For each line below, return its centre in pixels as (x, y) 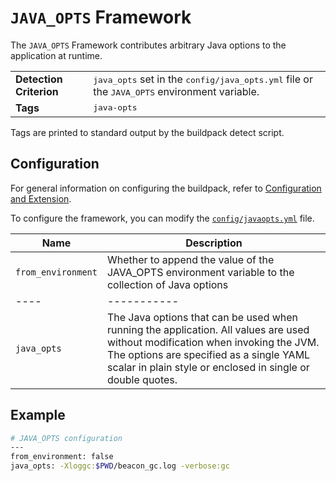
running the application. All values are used (208, 329)
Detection (39, 79)
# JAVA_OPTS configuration (66, 438)
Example (38, 415)
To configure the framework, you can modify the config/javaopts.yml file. (162, 218)
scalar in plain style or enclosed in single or (208, 367)
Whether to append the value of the (190, 259)
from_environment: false (62, 457)
